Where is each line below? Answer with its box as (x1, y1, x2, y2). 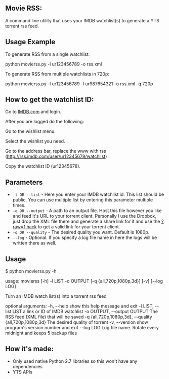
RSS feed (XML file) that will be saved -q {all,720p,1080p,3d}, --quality (5, 314, 153, 320)
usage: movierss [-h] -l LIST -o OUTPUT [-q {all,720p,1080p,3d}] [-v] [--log (5, 278, 163, 284)
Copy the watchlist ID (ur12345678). (5, 163, 81, 169)
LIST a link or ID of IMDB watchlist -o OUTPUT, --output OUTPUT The (12, 308, 158, 315)
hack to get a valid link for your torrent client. (26, 224, 120, 230)
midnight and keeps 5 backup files (5, 330, 77, 336)
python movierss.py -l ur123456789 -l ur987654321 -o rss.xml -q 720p (5, 81, 153, 87)
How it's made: (5, 344, 54, 353)
